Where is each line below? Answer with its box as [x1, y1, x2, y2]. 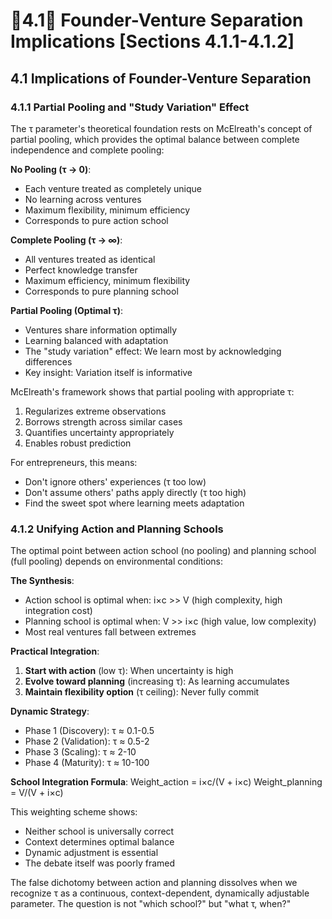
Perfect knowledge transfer [24, 264, 138, 276]
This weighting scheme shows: [10, 806, 138, 818]
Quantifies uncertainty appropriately [24, 426, 175, 438]
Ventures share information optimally [24, 324, 178, 336]
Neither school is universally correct [24, 825, 175, 838]
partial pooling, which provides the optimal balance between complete [10, 133, 300, 145]
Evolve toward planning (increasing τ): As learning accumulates [24, 675, 290, 688]
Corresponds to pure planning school [24, 285, 179, 297]
